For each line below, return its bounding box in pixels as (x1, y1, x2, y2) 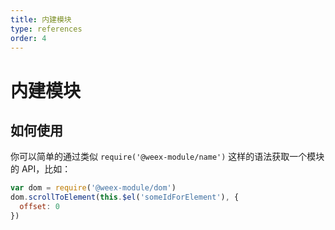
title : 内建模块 (10, 14, 72, 25)
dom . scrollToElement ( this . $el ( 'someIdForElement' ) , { (10, 192, 240, 203)
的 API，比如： (10, 163, 72, 175)
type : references (10, 24, 83, 34)
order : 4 (10, 33, 47, 43)
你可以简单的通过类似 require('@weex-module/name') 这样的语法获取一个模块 (10, 151, 325, 163)
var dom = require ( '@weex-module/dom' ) (10, 183, 177, 193)
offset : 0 (19, 202, 60, 212)
